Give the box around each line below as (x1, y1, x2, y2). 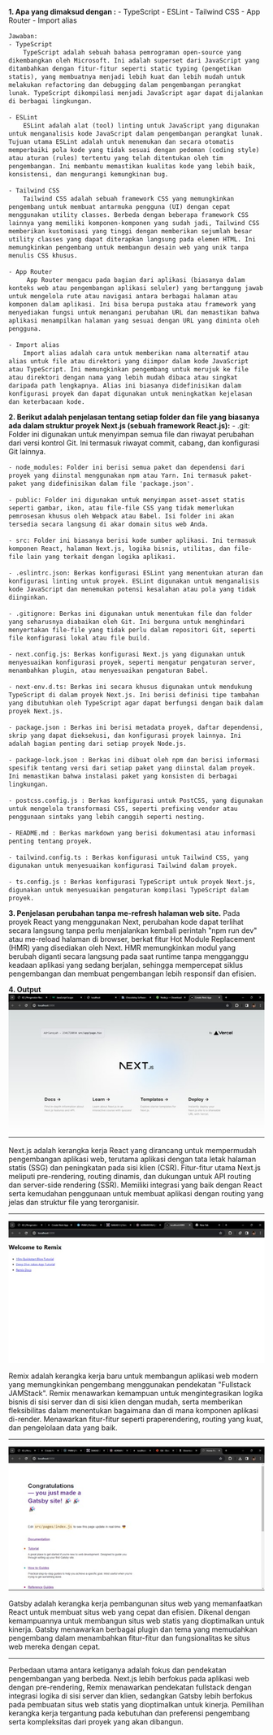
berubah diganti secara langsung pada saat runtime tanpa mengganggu (8, 952, 249, 961)
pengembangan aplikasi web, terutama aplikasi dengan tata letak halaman (8, 1154, 257, 1164)
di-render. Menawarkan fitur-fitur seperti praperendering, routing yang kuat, (8, 1414, 264, 1424)
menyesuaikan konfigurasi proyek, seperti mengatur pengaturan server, (8, 658, 256, 666)
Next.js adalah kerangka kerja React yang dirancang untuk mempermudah (8, 1145, 257, 1155)
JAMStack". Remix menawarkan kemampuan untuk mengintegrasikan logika (8, 1388, 263, 1398)
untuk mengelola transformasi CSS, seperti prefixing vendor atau (8, 805, 238, 813)
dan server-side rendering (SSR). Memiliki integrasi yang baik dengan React (8, 1180, 262, 1190)
